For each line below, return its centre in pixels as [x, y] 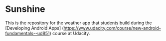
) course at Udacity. [70, 33]
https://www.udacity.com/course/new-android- [112, 28]
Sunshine [25, 9]
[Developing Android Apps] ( [34, 28]
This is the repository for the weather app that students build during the [79, 23]
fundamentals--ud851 [27, 33]
